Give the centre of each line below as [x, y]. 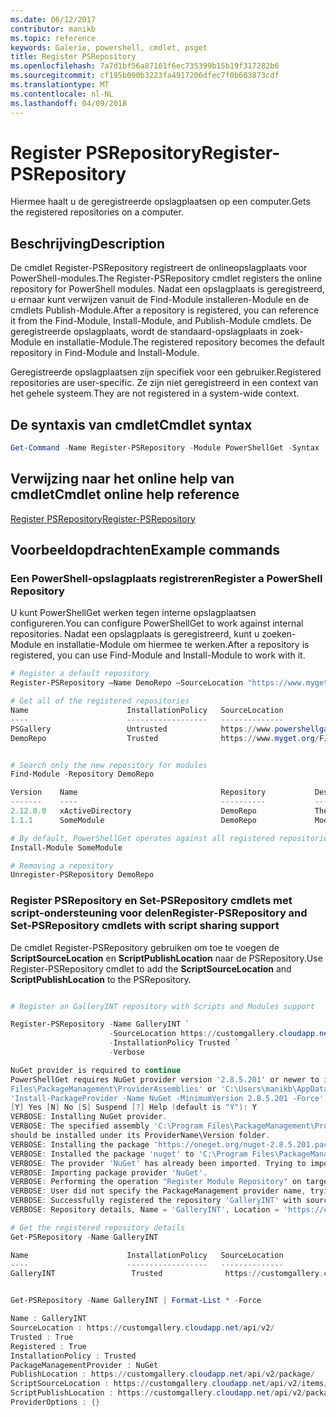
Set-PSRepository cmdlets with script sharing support [145, 926]
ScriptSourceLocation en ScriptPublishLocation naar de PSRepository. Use [166, 958]
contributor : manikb [53, 29]
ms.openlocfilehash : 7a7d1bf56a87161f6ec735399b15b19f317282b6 [145, 66]
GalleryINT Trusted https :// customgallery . [167, 1274]
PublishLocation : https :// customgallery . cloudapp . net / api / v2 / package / [162, 1374]
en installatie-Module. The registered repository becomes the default [184, 342]
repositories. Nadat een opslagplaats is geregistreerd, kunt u [135, 634]
